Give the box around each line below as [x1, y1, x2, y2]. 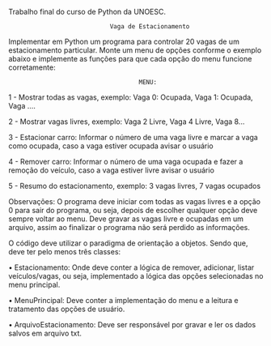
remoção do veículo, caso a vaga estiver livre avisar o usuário [8, 165, 214, 175]
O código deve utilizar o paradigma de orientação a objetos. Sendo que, [8, 238, 248, 248]
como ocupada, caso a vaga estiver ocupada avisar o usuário [8, 141, 214, 151]
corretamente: [8, 62, 56, 72]
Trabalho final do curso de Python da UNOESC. [8, 7, 167, 16]
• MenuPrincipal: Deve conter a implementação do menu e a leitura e [8, 296, 239, 305]
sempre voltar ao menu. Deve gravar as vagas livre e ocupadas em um [8, 214, 244, 224]
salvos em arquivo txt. [8, 328, 83, 338]
